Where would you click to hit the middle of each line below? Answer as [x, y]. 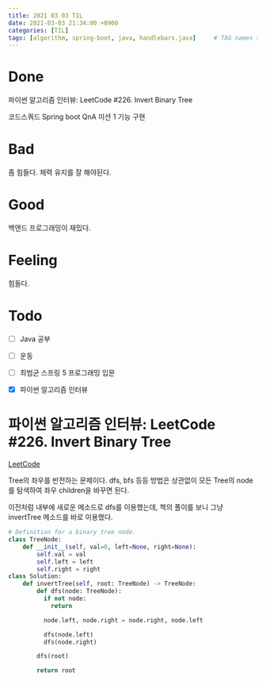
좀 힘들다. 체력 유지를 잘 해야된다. [60, 172]
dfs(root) [53, 656]
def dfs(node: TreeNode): [80, 591]
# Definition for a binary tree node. [72, 533]
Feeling [33, 261]
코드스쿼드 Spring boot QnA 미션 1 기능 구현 [77, 117]
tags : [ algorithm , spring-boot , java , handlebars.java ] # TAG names [131, 38]
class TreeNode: [35, 540]
